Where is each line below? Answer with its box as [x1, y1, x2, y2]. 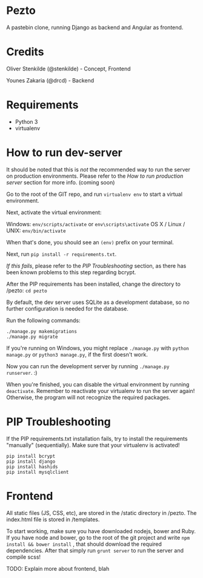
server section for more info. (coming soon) [6, 178, 115, 186]
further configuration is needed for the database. [6, 304, 128, 312]
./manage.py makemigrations [6, 328, 78, 334]
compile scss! [6, 553, 41, 560]
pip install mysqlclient [6, 469, 69, 475]
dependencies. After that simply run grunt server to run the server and [6, 546, 184, 554]
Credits [6, 45, 44, 59]
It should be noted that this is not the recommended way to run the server [6, 166, 191, 173]
